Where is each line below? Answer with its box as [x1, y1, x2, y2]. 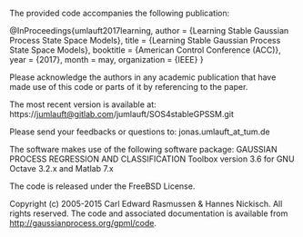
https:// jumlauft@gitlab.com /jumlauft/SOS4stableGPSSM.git [9, 109, 235, 119]
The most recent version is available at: [9, 99, 157, 110]
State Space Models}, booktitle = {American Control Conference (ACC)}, [9, 44, 281, 55]
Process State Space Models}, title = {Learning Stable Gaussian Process [9, 35, 281, 45]
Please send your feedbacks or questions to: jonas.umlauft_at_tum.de [9, 126, 270, 137]
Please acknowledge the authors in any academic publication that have [9, 72, 277, 83]
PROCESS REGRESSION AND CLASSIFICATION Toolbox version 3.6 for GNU [9, 153, 295, 164]
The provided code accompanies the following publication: [9, 8, 230, 18]
